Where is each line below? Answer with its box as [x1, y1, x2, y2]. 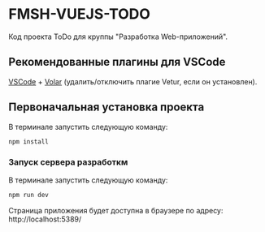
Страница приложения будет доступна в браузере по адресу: [8, 205, 224, 215]
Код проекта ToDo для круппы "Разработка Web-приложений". [8, 32, 228, 41]
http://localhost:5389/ [8, 214, 82, 224]
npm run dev [8, 191, 49, 199]
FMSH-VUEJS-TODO [8, 5, 150, 24]
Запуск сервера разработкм [8, 157, 128, 168]
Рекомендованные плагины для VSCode [8, 55, 226, 69]
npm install [8, 137, 49, 146]
